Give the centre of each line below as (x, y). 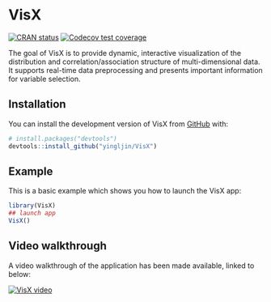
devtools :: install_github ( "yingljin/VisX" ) (83, 146)
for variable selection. (44, 79)
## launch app (32, 213)
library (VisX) (32, 206)
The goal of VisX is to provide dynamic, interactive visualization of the (125, 53)
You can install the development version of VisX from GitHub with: (119, 124)
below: (19, 274)
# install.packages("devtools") (63, 138)
